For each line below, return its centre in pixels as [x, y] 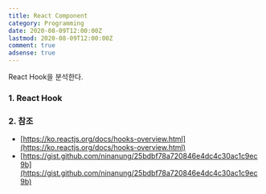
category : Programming [46, 23]
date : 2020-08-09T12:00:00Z [55, 30]
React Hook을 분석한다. [46, 77]
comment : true [32, 46]
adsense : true [32, 53]
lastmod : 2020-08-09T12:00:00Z [61, 38]
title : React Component [48, 16]
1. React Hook [35, 98]
